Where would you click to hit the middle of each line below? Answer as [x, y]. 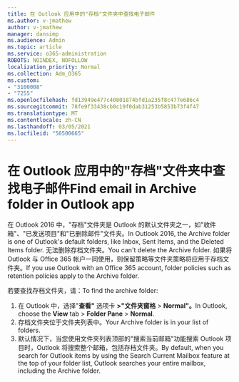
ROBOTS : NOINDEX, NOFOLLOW [47, 61]
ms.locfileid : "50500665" [46, 133]
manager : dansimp [33, 34]
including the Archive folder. [59, 371]
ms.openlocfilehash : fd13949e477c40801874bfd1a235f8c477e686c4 [103, 100]
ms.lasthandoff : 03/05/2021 [49, 127]
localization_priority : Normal [54, 67]
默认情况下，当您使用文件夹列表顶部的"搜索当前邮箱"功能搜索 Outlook [121, 339]
